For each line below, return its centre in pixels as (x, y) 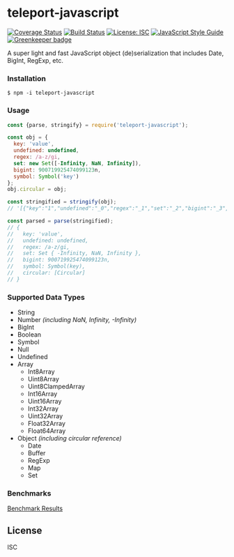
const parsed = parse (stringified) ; (60, 221)
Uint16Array (45, 402)
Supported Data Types (46, 297)
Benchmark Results (35, 509)
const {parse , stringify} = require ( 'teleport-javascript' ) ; (98, 125)
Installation (27, 78)
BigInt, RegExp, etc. (36, 60)
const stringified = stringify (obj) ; (62, 202)
